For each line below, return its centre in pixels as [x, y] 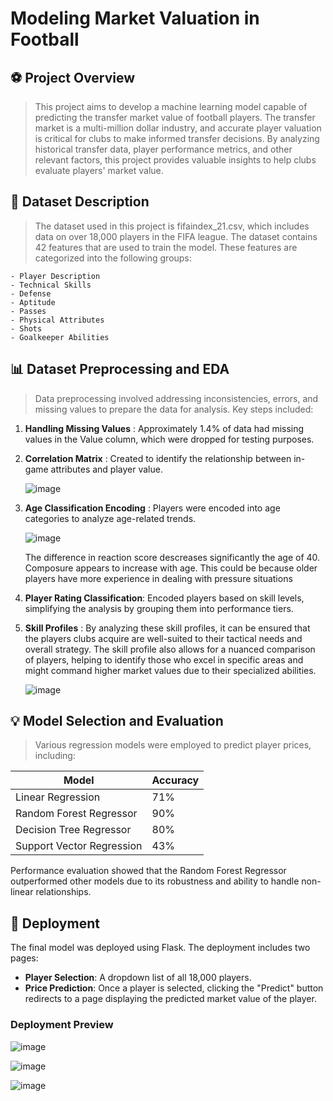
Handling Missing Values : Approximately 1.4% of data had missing [164, 428]
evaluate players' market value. [99, 170]
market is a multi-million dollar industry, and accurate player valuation [178, 128]
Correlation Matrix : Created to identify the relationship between [158, 458]
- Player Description [55, 276]
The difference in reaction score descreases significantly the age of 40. [172, 557]
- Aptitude [33, 302]
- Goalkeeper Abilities [60, 337]
